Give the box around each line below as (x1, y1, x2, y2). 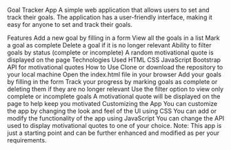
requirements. (7, 136, 47, 144)
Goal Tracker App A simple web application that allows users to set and (7, 6, 210, 14)
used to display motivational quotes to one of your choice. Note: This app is (7, 122, 222, 129)
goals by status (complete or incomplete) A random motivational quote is (7, 48, 214, 56)
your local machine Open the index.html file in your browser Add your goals (7, 70, 222, 78)
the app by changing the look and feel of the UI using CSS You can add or (7, 107, 217, 115)
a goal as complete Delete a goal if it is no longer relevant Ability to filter (7, 41, 212, 49)
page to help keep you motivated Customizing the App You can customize (7, 100, 218, 107)
